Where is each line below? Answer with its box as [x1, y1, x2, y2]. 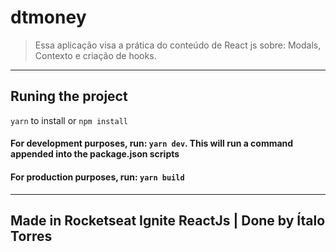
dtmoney [10, 6, 87, 29]
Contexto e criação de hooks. [34, 49, 157, 61]
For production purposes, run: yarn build [10, 171, 185, 183]
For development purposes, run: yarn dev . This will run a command [10, 137, 294, 150]
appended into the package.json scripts [10, 148, 180, 160]
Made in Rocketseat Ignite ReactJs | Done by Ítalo [10, 212, 326, 229]
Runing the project [10, 88, 128, 105]
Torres [10, 227, 53, 245]
